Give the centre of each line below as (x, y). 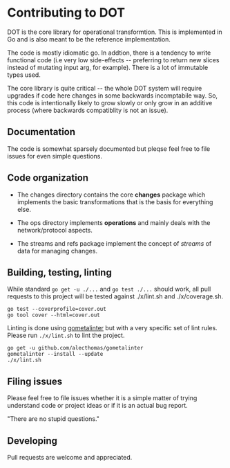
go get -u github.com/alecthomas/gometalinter (75, 348)
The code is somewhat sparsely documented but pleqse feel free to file (109, 148)
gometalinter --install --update (55, 354)
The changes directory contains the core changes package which (111, 195)
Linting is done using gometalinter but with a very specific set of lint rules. (112, 328)
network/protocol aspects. (55, 230)
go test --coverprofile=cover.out (57, 309)
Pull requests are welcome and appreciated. (70, 457)
